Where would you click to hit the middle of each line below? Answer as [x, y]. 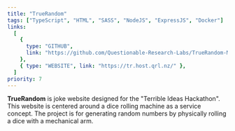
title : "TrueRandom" [37, 14]
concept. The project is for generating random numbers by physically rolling [117, 113]
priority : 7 [24, 79]
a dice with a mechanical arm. [50, 121]
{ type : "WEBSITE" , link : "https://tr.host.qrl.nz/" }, [103, 66]
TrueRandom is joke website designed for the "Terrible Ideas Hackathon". [114, 99]
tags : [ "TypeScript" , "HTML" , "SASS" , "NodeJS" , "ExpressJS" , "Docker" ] [115, 20]
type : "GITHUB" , [49, 46]
